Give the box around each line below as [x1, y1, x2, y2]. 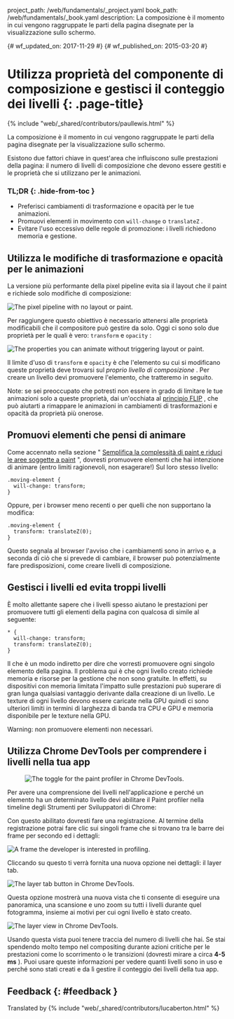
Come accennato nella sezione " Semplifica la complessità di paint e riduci [7, 448, 223, 456]
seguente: [7, 615, 36, 623]
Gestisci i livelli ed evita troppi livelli [7, 581, 167, 594]
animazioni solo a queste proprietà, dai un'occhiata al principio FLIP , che [7, 394, 219, 403]
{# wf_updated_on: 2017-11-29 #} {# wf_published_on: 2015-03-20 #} [7, 42, 208, 50]
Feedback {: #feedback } [7, 985, 118, 997]
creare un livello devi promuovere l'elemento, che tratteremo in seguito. [7, 373, 214, 382]
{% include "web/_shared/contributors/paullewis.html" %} [7, 119, 175, 127]
